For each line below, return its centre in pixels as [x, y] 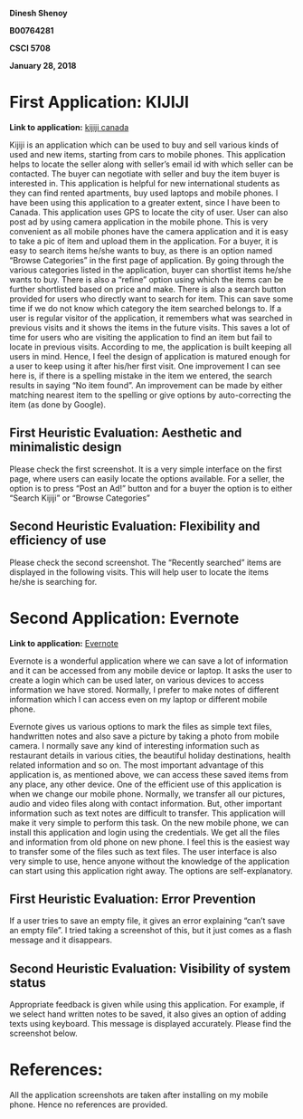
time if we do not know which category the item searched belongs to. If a [146, 308]
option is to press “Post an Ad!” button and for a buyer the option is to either [151, 488]
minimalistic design [66, 447]
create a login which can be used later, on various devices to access [137, 680]
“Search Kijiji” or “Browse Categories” [80, 498]
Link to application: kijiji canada [69, 127]
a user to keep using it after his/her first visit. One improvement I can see [145, 366]
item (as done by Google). [58, 404]
